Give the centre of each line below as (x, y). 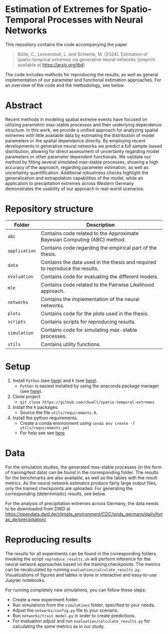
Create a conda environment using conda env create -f (77, 423)
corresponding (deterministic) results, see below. (56, 494)
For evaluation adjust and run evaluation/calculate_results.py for (81, 621)
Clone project (26, 396)
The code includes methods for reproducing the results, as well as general (82, 74)
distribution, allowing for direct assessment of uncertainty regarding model (82, 151)
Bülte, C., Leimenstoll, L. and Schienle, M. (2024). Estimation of (82, 54)
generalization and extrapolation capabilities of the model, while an (74, 178)
